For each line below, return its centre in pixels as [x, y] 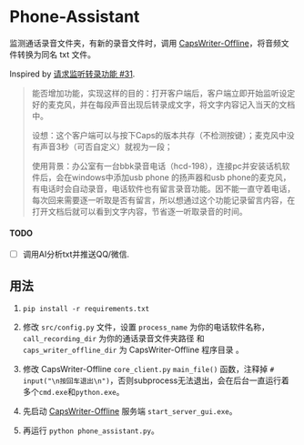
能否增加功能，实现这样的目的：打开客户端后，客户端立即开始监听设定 [163, 93]
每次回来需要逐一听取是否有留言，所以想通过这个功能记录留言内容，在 [163, 200]
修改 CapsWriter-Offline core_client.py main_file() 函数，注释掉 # [148, 369]
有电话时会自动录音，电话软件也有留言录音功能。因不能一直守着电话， [163, 188]
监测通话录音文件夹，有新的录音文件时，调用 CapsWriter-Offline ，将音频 [146, 43]
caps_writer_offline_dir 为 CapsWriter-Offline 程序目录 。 [133, 350]
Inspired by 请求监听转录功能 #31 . [72, 74]
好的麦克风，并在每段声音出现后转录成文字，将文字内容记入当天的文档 [163, 104]
